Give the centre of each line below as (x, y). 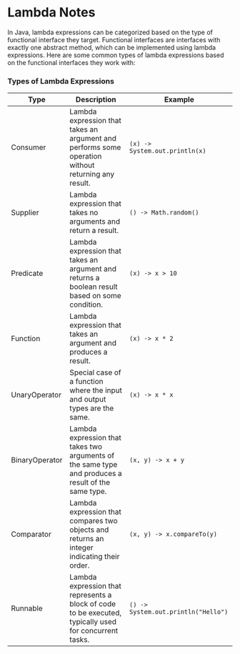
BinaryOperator (37, 460)
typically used (93, 622)
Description (96, 99)
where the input (96, 390)
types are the (92, 408)
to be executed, (96, 613)
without (82, 165)
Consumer (29, 147)
